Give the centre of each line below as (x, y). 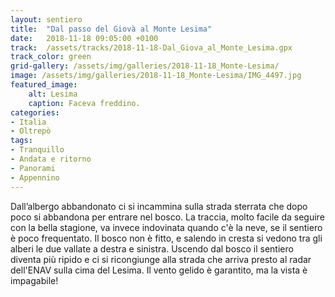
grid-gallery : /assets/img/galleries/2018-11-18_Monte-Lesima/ (145, 66)
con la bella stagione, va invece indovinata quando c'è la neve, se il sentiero (166, 227)
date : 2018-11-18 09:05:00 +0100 (84, 38)
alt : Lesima (53, 94)
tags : (21, 141)
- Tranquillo (37, 150)
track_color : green (51, 57)
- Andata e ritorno (51, 159)
